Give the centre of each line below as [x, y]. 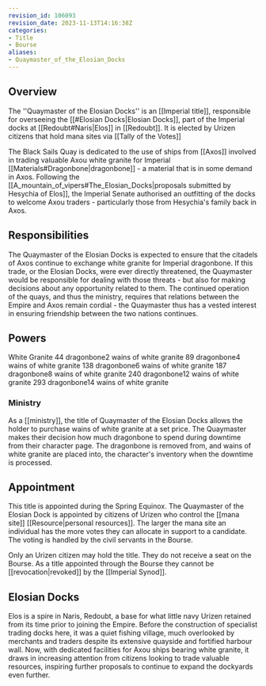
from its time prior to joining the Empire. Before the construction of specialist [133, 625]
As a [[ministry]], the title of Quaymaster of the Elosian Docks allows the [125, 420]
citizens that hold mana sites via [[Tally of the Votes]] [95, 136]
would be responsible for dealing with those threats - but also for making [127, 280]
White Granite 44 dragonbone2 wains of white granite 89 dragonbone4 [124, 357]
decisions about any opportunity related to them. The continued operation [129, 288]
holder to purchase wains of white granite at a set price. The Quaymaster [127, 429]
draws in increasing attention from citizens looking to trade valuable [119, 658]
